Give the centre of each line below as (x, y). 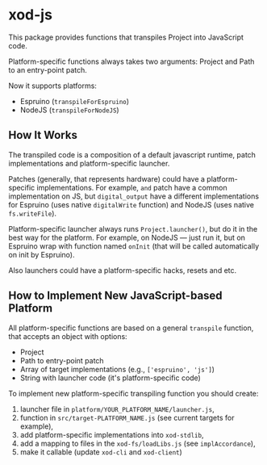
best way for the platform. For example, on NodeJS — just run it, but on (127, 237)
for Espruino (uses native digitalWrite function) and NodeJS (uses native (131, 204)
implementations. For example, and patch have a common (132, 187)
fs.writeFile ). (33, 213)
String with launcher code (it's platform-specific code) (111, 378)
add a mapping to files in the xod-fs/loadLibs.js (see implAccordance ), (138, 443)
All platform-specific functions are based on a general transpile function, (131, 328)
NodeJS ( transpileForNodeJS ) (69, 110)
